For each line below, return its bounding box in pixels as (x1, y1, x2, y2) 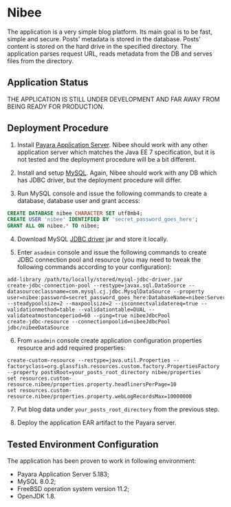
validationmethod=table (7, 306, 76, 314)
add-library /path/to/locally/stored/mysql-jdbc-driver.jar (7, 277, 184, 283)
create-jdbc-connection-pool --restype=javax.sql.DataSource (7, 282, 186, 290)
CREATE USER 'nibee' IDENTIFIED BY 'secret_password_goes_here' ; (7, 216, 198, 223)
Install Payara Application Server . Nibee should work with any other (16, 140, 208, 149)
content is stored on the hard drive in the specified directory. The (7, 42, 192, 50)
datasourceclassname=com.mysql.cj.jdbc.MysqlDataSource (7, 288, 170, 295)
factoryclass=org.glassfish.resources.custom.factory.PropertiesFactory (7, 363, 220, 370)
